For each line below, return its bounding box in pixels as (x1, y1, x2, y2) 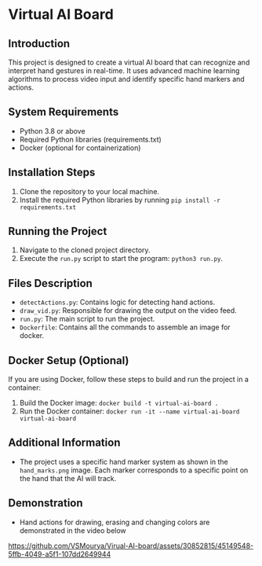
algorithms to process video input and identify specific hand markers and (8, 75, 245, 83)
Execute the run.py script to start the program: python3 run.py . (19, 254, 224, 263)
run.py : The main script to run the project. (19, 314, 155, 324)
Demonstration (8, 497, 84, 510)
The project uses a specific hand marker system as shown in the (19, 457, 229, 466)
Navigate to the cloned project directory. (19, 245, 151, 255)
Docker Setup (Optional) (8, 354, 129, 367)
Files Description (8, 277, 93, 290)
